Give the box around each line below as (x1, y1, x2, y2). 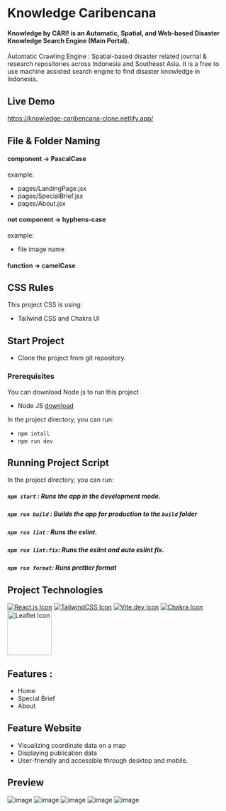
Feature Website (7, 722, 81, 734)
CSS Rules (7, 282, 55, 294)
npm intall (17, 430, 50, 437)
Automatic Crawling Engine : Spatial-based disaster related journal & (7, 52, 208, 61)
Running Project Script (7, 456, 110, 469)
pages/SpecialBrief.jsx (17, 192, 84, 200)
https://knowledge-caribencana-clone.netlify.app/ (7, 114, 154, 123)
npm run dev (17, 438, 53, 445)
